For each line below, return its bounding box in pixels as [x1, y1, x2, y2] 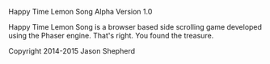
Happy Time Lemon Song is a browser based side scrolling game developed [8, 22, 263, 31]
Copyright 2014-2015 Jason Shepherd [8, 46, 136, 55]
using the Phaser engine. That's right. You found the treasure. [8, 31, 214, 40]
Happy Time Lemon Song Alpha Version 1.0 [8, 7, 153, 16]
